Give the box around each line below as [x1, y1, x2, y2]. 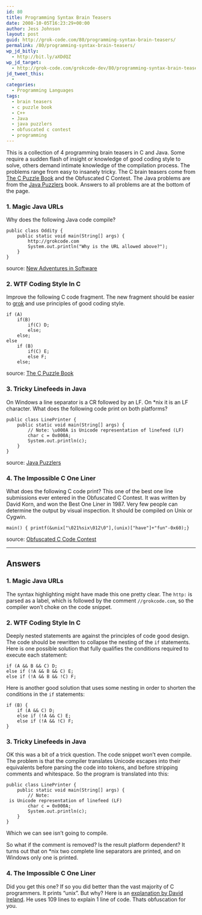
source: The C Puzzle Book [6, 369, 74, 377]
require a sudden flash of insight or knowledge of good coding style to [6, 155, 181, 162]
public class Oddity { [6, 228, 63, 234]
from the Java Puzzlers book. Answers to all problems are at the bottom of [6, 180, 191, 188]
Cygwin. [6, 514, 27, 521]
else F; [28, 354, 47, 360]
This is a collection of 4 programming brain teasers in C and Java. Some [6, 148, 185, 156]
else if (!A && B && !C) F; [6, 674, 77, 680]
